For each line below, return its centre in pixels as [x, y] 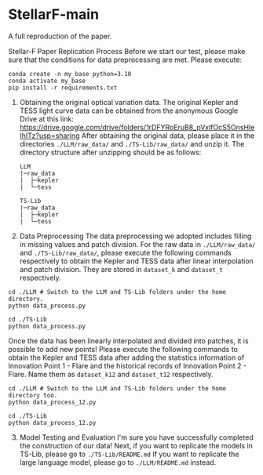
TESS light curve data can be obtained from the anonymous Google [129, 111]
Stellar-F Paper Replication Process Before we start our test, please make [127, 51]
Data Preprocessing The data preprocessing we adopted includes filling [135, 236]
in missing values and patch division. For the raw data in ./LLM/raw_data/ [138, 244]
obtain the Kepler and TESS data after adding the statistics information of [126, 357]
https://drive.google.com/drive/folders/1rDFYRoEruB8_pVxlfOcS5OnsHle [137, 127]
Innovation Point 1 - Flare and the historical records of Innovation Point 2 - [128, 365]
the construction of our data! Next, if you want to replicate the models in [136, 445]
